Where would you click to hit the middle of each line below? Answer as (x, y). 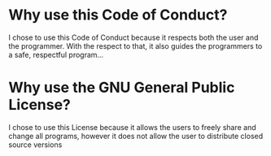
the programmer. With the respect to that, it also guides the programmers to (135, 45)
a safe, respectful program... (56, 54)
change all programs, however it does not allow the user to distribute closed (136, 136)
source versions (35, 145)
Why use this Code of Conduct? (118, 15)
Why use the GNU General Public (122, 88)
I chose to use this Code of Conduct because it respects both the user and (133, 37)
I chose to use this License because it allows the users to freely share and (132, 127)
